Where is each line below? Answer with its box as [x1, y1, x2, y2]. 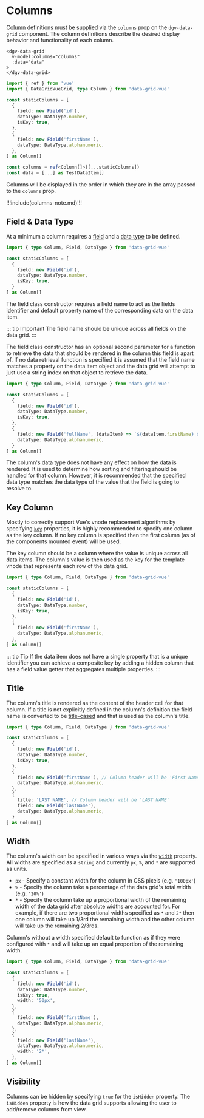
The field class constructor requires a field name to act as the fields [6, 300, 175, 307]
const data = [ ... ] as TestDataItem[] [6, 170, 104, 176]
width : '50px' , [17, 998, 56, 1004]
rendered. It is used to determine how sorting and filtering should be [6, 466, 177, 473]
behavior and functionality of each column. [6, 36, 114, 44]
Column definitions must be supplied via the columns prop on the [6, 24, 168, 31]
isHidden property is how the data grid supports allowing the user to [6, 1099, 177, 1106]
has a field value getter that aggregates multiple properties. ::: [6, 665, 161, 672]
